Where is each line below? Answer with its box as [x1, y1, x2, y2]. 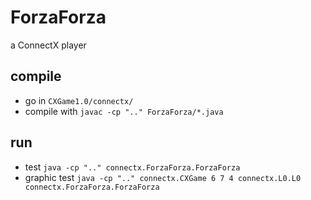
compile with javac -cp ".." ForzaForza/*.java [24, 105, 224, 117]
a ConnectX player [10, 39, 87, 51]
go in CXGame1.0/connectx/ [24, 94, 134, 106]
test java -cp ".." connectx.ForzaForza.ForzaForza [24, 161, 241, 173]
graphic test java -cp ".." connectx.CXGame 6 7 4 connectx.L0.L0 [24, 171, 302, 183]
